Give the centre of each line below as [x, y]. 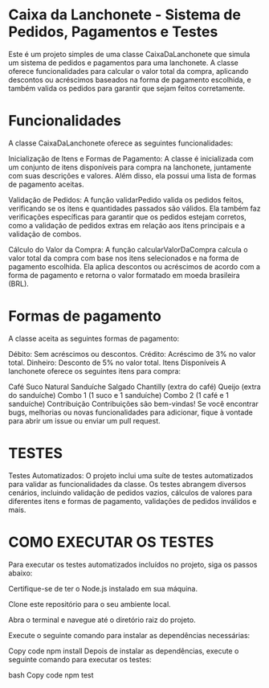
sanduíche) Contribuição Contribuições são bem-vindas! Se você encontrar [133, 403]
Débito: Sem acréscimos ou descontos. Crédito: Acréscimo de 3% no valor [132, 354]
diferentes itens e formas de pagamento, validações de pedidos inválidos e [132, 501]
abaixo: [20, 573]
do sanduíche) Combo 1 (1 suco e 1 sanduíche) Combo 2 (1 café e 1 [118, 395]
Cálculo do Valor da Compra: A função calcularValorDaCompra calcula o [128, 249]
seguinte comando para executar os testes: [80, 659]
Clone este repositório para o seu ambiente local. [90, 604]
